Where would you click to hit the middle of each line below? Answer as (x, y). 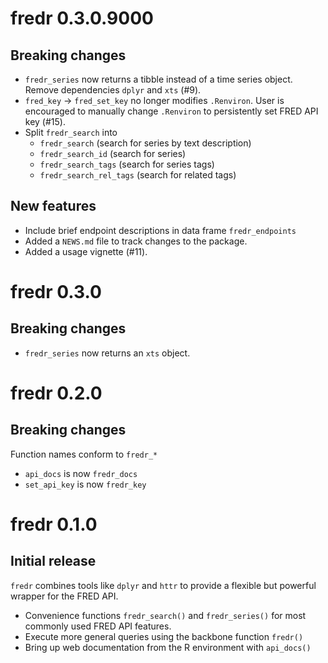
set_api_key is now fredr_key (85, 484)
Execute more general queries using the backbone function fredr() (164, 636)
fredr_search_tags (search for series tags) (127, 164)
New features (53, 206)
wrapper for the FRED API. (64, 596)
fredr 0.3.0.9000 (82, 18)
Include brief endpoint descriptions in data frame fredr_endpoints (160, 230)
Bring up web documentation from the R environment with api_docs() (168, 647)
